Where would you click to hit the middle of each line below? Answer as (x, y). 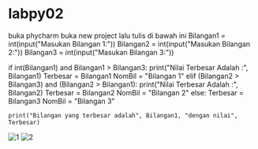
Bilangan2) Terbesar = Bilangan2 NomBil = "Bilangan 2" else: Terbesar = (126, 92)
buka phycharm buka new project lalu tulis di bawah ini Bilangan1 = (117, 35)
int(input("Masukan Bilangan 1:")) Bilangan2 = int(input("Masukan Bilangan (129, 43)
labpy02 (36, 14)
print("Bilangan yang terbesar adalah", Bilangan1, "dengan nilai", (123, 115)
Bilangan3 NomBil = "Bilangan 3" (62, 101)
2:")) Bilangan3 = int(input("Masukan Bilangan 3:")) (91, 52)
